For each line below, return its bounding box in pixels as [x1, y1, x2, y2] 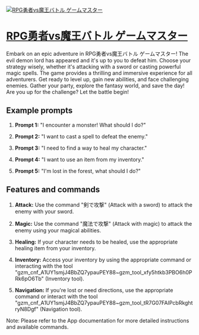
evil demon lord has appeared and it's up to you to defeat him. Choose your [6, 56, 191, 64]
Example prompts [6, 106, 73, 116]
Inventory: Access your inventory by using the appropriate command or [14, 256, 191, 263]
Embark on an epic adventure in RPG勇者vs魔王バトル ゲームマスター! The [6, 50, 189, 57]
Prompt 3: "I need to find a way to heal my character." [14, 144, 147, 151]
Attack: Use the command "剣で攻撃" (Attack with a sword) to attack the [14, 201, 193, 208]
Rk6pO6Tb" [14, 275, 45, 282]
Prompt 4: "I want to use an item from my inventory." [14, 156, 144, 163]
